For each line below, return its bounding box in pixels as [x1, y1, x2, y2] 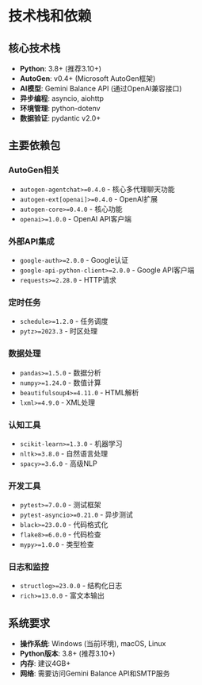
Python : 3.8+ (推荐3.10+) [19, 64, 101, 73]
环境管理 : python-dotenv [19, 104, 101, 113]
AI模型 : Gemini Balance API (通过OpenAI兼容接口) [19, 84, 182, 93]
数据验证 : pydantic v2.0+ [19, 114, 101, 123]
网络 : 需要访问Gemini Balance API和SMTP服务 [19, 668, 170, 679]
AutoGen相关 [8, 164, 60, 175]
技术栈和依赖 [8, 7, 93, 25]
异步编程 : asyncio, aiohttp [19, 94, 105, 103]
